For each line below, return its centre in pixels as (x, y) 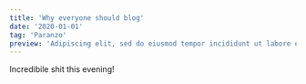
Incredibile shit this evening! (62, 69)
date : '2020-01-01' (46, 26)
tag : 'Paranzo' (38, 35)
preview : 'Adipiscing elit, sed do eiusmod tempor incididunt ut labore (150, 43)
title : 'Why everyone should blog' (77, 18)
